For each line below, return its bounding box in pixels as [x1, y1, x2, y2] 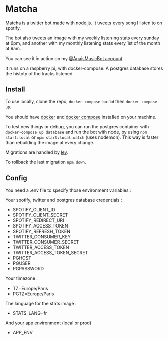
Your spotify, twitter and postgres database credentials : [5, 197, 122, 203]
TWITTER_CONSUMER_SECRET [12, 239, 79, 245]
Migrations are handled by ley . [5, 149, 68, 155]
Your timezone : [5, 275, 38, 281]
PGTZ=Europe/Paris [12, 291, 54, 297]
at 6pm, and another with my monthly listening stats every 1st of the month [5, 40, 160, 46]
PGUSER [12, 260, 31, 266]
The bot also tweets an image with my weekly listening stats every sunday [5, 35, 160, 41]
